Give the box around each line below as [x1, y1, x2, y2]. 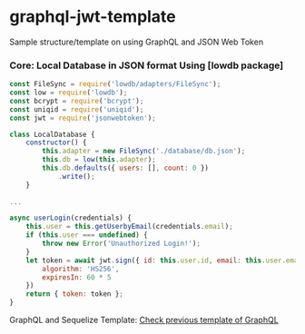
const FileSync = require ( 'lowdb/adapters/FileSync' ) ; [9, 80, 221, 89]
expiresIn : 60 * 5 [42, 272, 112, 282]
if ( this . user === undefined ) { [25, 231, 148, 240]
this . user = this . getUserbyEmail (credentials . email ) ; [25, 222, 233, 231]
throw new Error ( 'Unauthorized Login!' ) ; [42, 239, 202, 249]
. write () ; [57, 172, 95, 181]
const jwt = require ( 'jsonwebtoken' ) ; [9, 113, 156, 123]
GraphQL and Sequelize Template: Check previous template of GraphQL [9, 315, 279, 326]
